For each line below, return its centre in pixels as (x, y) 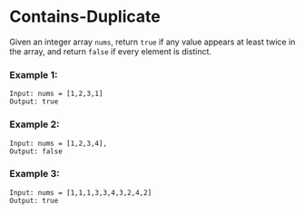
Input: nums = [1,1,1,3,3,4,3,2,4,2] (81, 192)
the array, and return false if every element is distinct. (110, 51)
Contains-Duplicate (85, 17)
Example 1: (34, 74)
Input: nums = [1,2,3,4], (58, 143)
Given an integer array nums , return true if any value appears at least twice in (152, 42)
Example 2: (34, 124)
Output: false (36, 151)
